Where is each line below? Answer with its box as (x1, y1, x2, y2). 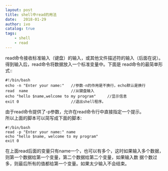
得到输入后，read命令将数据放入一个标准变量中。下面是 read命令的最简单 (5, 61, 158, 67)
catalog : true (5, 26, 35, 31)
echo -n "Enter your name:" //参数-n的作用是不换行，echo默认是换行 (5, 83, 146, 88)
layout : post (5, 7, 33, 13)
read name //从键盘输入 (5, 88, 95, 94)
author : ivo (5, 21, 30, 27)
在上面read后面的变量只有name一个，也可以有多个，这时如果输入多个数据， (5, 148, 164, 154)
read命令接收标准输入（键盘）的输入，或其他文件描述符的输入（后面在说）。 (5, 55, 163, 61)
